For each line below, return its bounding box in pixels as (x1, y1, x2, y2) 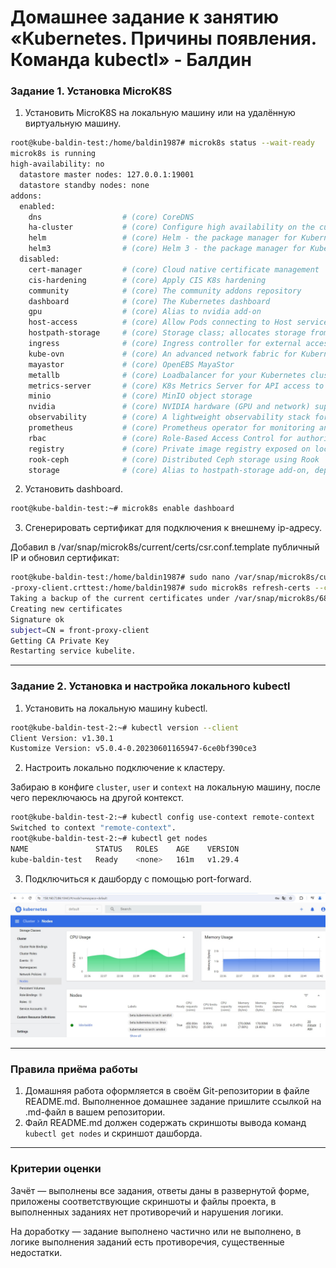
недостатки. (10, 1246, 63, 1258)
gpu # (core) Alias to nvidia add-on (28, 307, 262, 317)
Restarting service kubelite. (10, 646, 137, 656)
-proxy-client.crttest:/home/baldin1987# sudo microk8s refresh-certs (10, 583, 311, 593)
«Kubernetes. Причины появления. (10, 27, 317, 50)
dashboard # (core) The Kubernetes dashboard (28, 296, 271, 306)
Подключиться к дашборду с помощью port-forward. (24, 872, 252, 885)
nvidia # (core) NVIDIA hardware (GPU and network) (28, 402, 311, 412)
